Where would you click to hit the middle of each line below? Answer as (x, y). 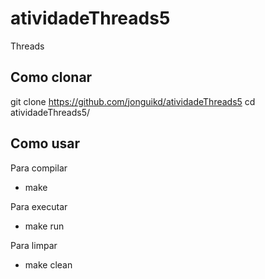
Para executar (39, 206)
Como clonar (51, 77)
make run (44, 226)
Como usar (45, 143)
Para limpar (34, 245)
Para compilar (39, 168)
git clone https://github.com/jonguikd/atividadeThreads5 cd (133, 101)
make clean (48, 264)
